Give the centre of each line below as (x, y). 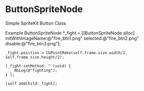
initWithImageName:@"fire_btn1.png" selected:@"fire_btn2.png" (72, 38)
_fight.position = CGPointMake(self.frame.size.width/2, (66, 53)
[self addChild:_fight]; (31, 83)
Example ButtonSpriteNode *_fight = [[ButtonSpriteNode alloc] (70, 33)
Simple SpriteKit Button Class (36, 23)
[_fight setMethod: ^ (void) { (38, 66)
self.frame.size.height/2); (35, 57)
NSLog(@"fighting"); (36, 70)
